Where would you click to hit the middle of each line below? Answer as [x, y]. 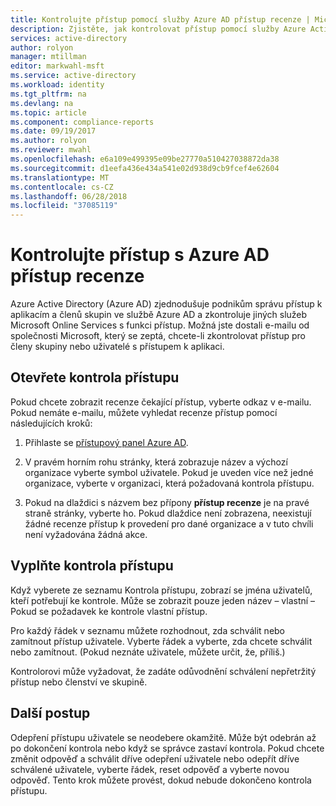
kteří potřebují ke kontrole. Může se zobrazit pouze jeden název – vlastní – [163, 600]
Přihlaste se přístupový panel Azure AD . [106, 442]
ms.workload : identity [57, 85]
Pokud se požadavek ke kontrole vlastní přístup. [109, 611]
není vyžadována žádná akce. [86, 534]
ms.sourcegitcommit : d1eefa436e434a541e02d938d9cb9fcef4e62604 [145, 168]
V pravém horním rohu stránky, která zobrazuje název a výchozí [156, 462]
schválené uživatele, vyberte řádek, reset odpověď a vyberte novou [150, 769]
